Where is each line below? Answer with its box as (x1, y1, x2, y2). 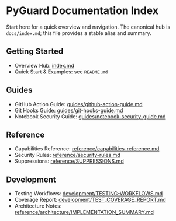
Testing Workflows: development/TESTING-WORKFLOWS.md (14, 190, 163, 197)
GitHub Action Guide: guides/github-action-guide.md (14, 100, 143, 107)
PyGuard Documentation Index (6, 4, 159, 17)
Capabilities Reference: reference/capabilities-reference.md (14, 145, 160, 152)
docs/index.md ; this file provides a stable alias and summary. (6, 29, 151, 36)
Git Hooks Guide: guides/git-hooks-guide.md (14, 107, 123, 114)
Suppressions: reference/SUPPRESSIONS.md (14, 157, 124, 164)
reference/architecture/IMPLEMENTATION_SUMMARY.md (14, 209, 154, 216)
